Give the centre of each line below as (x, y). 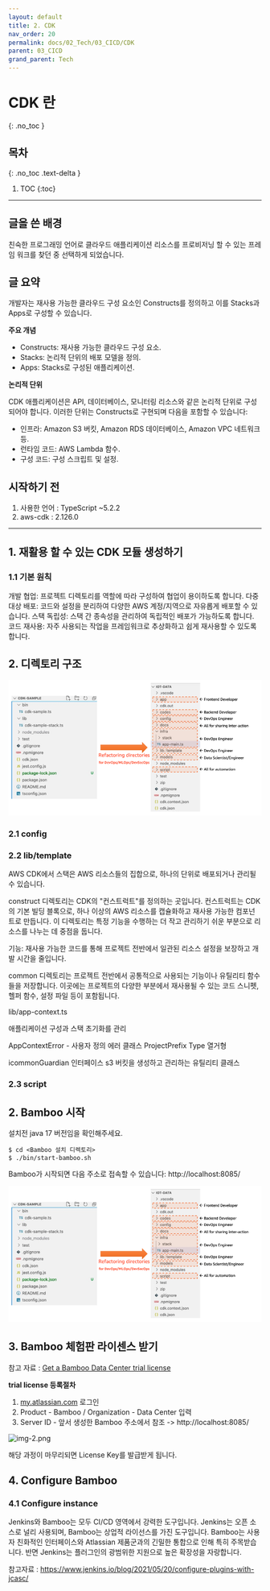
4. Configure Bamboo (63, 1480)
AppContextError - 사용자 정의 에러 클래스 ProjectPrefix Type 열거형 (118, 1046)
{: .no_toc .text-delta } (45, 172)
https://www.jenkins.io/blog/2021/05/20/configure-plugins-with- (147, 1569)
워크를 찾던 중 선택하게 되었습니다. (70, 255)
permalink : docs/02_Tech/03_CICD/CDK (72, 43)
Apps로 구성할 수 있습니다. (50, 313)
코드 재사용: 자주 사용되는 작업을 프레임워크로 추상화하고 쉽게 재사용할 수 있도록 (133, 626)
